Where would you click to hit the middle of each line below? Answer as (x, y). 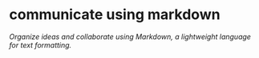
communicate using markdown (115, 15)
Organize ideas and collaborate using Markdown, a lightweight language (130, 37)
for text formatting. (40, 44)
